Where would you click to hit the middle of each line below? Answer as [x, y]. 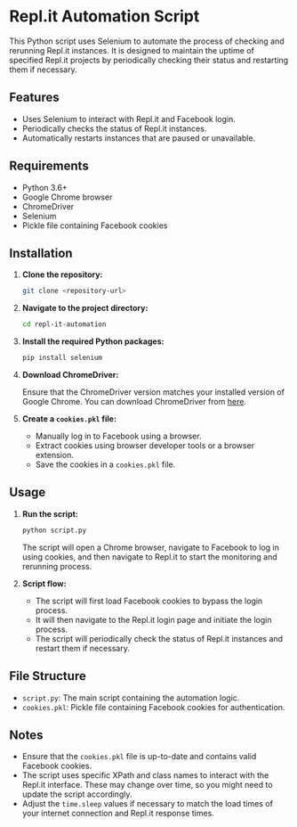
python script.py [54, 530]
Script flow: [44, 583]
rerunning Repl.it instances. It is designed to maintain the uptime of [132, 50]
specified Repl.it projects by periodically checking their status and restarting [149, 60]
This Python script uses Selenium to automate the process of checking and [147, 41]
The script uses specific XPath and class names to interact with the [145, 775]
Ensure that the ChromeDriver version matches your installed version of [153, 392]
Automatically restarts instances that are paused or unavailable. [139, 138]
